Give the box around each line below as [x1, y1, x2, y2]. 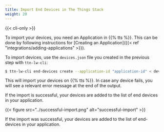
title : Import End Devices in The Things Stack [5, 7, 104, 12]
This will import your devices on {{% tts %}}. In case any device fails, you [5, 77, 153, 83]
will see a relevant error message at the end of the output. [5, 83, 122, 89]
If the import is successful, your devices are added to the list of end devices [5, 92, 158, 98]
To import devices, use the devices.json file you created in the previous [5, 54, 150, 60]
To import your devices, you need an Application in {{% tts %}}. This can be [5, 35, 158, 40]
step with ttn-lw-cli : [5, 59, 48, 65]
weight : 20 [5, 12, 27, 17]
